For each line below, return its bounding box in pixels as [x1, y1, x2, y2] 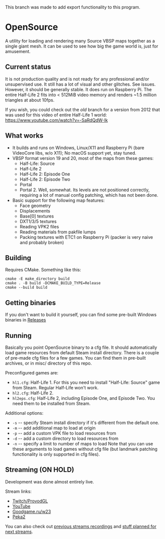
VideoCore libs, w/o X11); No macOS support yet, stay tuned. [12, 150, 137, 156]
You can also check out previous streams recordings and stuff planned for [5, 523, 157, 529]
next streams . [5, 529, 33, 535]
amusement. [5, 48, 31, 54]
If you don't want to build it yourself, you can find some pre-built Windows [5, 312, 157, 318]
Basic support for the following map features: [12, 197, 105, 203]
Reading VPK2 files [19, 223, 59, 229]
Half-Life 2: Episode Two [19, 176, 70, 182]
